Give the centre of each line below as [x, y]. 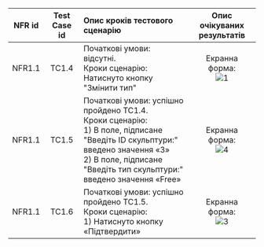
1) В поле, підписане [123, 130]
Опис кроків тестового [128, 20]
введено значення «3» [127, 150]
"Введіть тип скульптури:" [134, 170]
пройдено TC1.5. [116, 202]
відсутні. [100, 58]
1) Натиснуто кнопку [123, 221]
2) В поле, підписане [123, 159]
